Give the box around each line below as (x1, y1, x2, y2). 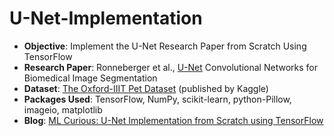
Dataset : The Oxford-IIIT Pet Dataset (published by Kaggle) (23, 82, 269, 94)
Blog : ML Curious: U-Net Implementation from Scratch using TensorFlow (23, 114, 324, 126)
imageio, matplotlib (23, 103, 103, 116)
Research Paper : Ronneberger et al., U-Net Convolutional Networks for (23, 61, 318, 73)
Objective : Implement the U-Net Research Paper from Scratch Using (23, 40, 307, 52)
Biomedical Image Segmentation (23, 72, 158, 84)
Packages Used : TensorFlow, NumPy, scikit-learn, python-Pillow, (23, 93, 292, 105)
